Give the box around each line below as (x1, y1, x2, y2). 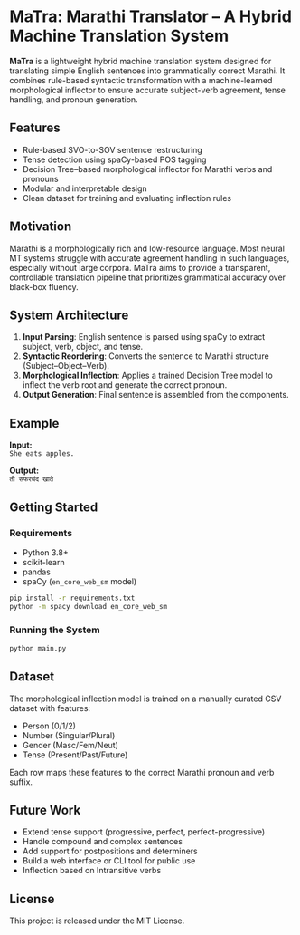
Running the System (9, 623, 101, 636)
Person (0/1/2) (22, 720, 77, 731)
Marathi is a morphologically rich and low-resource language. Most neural (9, 243, 285, 254)
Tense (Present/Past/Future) (22, 749, 128, 760)
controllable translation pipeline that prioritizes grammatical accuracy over (9, 272, 286, 283)
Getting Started (9, 499, 98, 515)
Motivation (9, 219, 72, 235)
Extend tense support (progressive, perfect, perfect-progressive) (22, 826, 266, 837)
